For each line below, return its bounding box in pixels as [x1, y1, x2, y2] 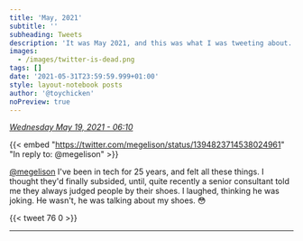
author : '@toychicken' [9, 88, 95, 97]
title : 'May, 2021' [9, 13, 83, 23]
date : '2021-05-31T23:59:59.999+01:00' [9, 72, 160, 81]
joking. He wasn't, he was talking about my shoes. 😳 [9, 195, 207, 206]
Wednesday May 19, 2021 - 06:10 [9, 122, 133, 133]
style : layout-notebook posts [9, 80, 124, 89]
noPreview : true [9, 97, 70, 107]
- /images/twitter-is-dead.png [17, 55, 135, 64]
